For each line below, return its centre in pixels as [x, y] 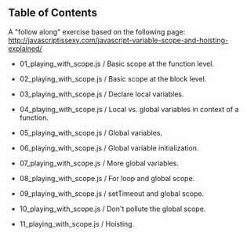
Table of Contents [53, 13]
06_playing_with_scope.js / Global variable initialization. [109, 147]
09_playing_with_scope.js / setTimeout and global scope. [112, 193]
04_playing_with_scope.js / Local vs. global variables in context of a [129, 109]
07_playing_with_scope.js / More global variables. [99, 163]
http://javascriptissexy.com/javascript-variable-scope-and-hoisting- [118, 40]
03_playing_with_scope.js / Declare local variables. [102, 94]
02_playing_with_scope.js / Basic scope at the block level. [113, 78]
